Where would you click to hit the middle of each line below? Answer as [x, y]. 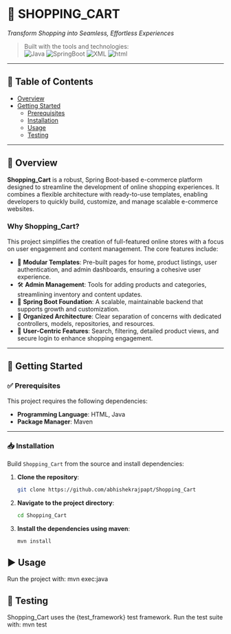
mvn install [34, 541]
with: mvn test [27, 624]
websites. [21, 208]
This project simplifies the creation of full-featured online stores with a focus [115, 241]
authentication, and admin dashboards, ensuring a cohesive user [109, 269]
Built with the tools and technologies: [76, 46]
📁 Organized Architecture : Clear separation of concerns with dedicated [119, 316]
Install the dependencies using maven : [74, 528]
